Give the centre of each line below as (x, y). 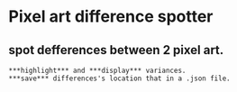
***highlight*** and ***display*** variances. (97, 70)
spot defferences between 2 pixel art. (116, 50)
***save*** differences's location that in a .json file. (119, 78)
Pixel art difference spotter (111, 17)
